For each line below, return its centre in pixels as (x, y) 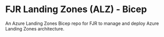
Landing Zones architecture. (35, 28)
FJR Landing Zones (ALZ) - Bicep (76, 9)
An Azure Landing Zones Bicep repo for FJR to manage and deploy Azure (82, 23)
